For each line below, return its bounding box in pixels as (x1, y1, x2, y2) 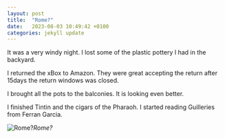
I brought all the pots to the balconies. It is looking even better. (7, 90, 184, 98)
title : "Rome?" (7, 17, 54, 23)
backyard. (7, 56, 36, 64)
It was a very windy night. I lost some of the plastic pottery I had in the (7, 48, 206, 57)
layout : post (7, 10, 45, 17)
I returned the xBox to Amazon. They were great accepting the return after (7, 69, 218, 77)
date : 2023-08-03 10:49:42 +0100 (7, 23, 109, 30)
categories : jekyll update (7, 29, 85, 37)
